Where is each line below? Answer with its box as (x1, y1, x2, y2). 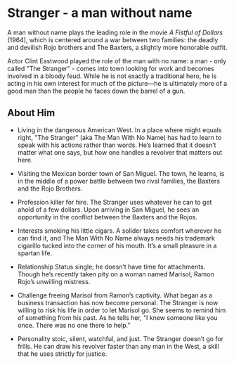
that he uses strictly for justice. (17, 350, 108, 358)
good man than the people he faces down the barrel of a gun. (7, 87, 186, 95)
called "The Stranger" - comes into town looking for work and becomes (7, 64, 214, 72)
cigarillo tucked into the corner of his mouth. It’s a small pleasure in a (17, 241, 217, 250)
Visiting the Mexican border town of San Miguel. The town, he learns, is (17, 169, 225, 177)
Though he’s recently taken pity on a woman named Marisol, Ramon (17, 269, 214, 278)
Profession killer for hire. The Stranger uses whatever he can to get (17, 198, 212, 206)
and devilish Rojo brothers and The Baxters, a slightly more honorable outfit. (7, 43, 228, 51)
